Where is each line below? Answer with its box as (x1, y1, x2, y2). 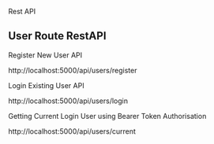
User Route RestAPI (8, 29, 107, 42)
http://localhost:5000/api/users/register (8, 65, 137, 75)
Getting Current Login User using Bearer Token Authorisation (8, 111, 207, 120)
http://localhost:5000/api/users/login (8, 96, 129, 105)
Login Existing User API (8, 80, 84, 90)
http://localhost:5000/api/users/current (8, 126, 137, 136)
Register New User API (8, 50, 83, 60)
